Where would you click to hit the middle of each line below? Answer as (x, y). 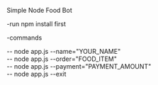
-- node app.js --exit (36, 74)
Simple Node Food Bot (39, 10)
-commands (24, 38)
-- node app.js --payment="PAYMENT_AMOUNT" (79, 66)
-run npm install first (36, 24)
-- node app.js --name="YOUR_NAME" (64, 51)
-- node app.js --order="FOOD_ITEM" (62, 59)
